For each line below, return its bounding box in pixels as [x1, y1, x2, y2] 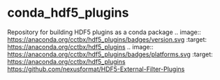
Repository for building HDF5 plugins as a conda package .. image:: [7, 28, 201, 36]
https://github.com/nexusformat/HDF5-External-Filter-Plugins [7, 65, 185, 73]
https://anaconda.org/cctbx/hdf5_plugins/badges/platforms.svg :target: [7, 50, 213, 58]
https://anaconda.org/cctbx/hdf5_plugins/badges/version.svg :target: [7, 35, 207, 43]
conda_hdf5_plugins [7, 5, 129, 21]
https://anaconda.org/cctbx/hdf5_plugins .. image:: [7, 42, 154, 51]
